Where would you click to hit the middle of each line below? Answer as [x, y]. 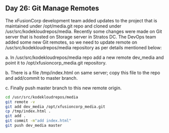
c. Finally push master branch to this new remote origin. [63, 88]
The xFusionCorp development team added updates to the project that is [81, 20]
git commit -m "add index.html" [38, 121]
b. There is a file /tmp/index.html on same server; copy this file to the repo [83, 73]
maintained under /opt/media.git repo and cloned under [63, 26]
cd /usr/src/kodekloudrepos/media [42, 97]
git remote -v [20, 102]
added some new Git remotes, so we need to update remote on [71, 42]
